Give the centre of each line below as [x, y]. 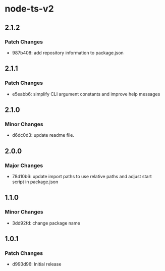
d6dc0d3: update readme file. [43, 135]
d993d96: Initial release [37, 264]
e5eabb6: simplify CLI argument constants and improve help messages [86, 94]
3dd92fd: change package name [46, 223]
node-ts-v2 [29, 9]
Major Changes [24, 166]
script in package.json [35, 182]
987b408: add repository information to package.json [68, 52]
